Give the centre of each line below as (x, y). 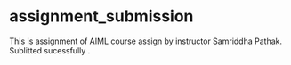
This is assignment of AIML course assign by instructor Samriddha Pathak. (146, 41)
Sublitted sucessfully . (50, 50)
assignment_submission (101, 16)
